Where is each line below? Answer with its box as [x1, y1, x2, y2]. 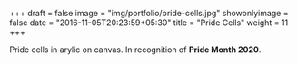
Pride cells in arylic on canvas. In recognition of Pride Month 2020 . [9, 44, 262, 55]
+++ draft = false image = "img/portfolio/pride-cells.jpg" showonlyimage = [9, 8, 289, 18]
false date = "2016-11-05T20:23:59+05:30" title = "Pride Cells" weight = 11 [9, 17, 289, 28]
